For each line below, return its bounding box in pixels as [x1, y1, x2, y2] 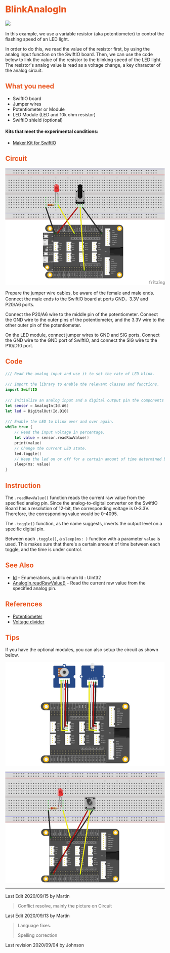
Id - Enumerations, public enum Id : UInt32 [12, 574, 101, 580]
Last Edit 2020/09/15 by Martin [5, 893, 70, 899]
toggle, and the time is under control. [5, 547, 82, 553]
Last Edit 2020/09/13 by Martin [5, 913, 70, 919]
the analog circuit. [5, 67, 43, 73]
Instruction [5, 481, 41, 490]
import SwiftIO [5, 387, 37, 392]
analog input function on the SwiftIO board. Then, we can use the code [5, 51, 153, 57]
